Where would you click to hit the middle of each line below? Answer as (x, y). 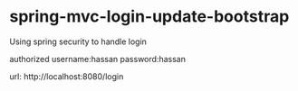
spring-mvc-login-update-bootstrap (149, 17)
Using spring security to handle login (78, 41)
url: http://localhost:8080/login (67, 76)
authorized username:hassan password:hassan (97, 59)
